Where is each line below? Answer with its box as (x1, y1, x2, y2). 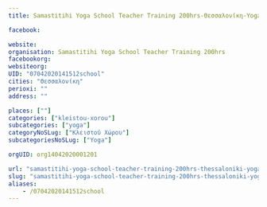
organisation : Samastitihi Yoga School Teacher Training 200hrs (8, 48, 226, 56)
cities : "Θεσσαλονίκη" (8, 77, 83, 85)
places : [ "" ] (8, 107, 52, 115)
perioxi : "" (8, 84, 48, 92)
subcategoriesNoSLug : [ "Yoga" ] (8, 136, 112, 144)
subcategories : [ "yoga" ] (8, 121, 91, 130)
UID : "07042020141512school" (8, 70, 105, 78)
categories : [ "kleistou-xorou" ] (8, 114, 115, 122)
